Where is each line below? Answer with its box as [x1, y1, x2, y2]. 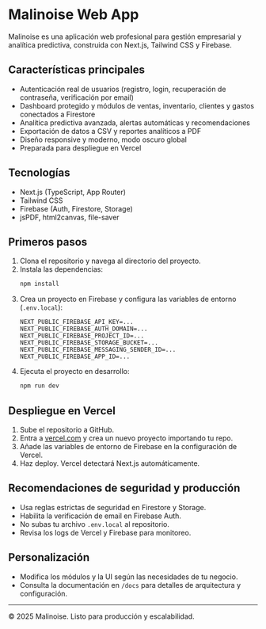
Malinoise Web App [8, 6, 139, 24]
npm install [19, 280, 59, 288]
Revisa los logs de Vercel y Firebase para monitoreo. [19, 528, 192, 537]
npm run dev [19, 382, 59, 390]
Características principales [8, 63, 145, 77]
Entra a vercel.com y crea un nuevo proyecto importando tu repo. [19, 433, 234, 443]
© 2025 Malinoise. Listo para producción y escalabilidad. [8, 612, 196, 621]
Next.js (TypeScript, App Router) [19, 187, 127, 196]
